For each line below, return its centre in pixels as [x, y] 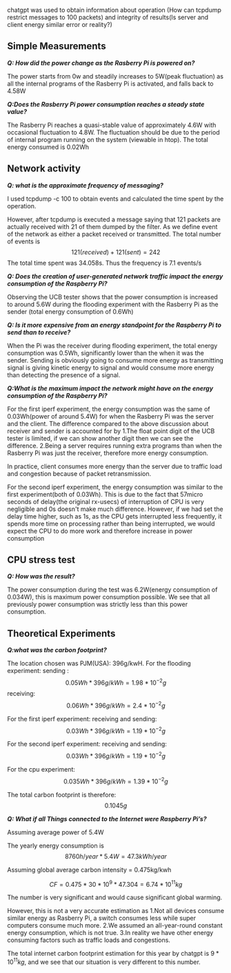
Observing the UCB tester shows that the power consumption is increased [113, 297]
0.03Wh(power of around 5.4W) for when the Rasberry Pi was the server [110, 416]
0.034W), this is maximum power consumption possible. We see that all [109, 597]
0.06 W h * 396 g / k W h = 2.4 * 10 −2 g [116, 705]
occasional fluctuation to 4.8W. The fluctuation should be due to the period [113, 132]
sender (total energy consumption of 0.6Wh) [70, 311]
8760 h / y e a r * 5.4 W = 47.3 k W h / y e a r [116, 856]
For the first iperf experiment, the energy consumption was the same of [109, 409]
